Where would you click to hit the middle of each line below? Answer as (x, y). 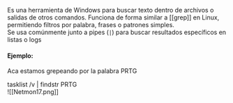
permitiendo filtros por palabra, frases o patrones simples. (91, 25)
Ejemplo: (20, 56)
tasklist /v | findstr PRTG (42, 85)
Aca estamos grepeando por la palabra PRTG (72, 71)
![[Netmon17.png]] (33, 92)
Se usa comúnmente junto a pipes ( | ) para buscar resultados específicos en (117, 32)
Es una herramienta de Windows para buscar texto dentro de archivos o (111, 10)
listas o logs (24, 40)
